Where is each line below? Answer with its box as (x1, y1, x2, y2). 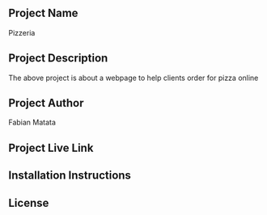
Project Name (8, 6, 78, 20)
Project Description (8, 52, 108, 65)
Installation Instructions (8, 169, 132, 183)
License (8, 196, 49, 209)
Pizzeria (8, 27, 36, 37)
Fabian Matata (8, 117, 57, 128)
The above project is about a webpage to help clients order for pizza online (8, 73, 259, 82)
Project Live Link (8, 141, 94, 154)
